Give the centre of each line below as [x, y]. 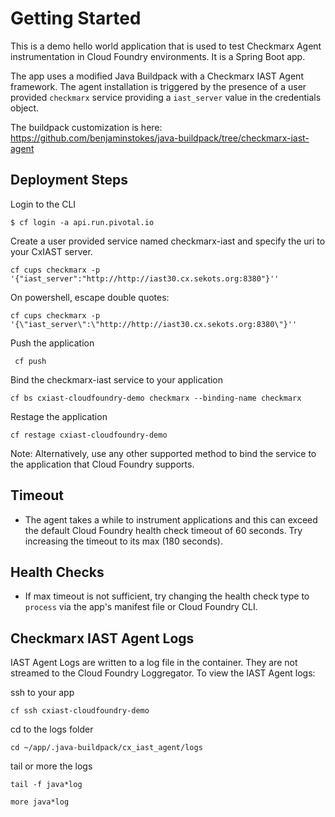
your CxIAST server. [51, 251]
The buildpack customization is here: [86, 127]
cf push [30, 361]
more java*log [40, 802]
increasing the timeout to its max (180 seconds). [123, 541]
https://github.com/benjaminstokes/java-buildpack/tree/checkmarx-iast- [160, 138]
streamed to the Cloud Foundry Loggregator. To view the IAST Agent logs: [163, 673]
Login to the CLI [43, 204]
